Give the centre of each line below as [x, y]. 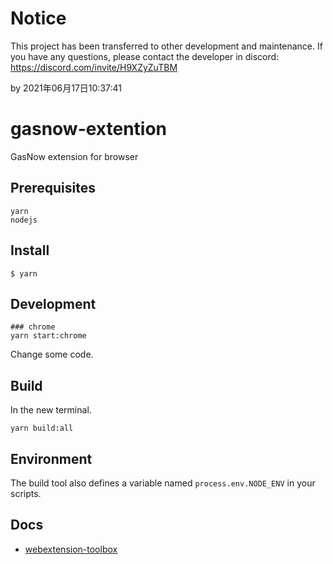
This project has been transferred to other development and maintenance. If [166, 46]
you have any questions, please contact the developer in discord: [145, 56]
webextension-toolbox [71, 549]
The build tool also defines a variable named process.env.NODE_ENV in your [163, 483]
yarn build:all [42, 428]
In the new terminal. [51, 410]
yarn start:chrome [48, 336]
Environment [51, 458]
